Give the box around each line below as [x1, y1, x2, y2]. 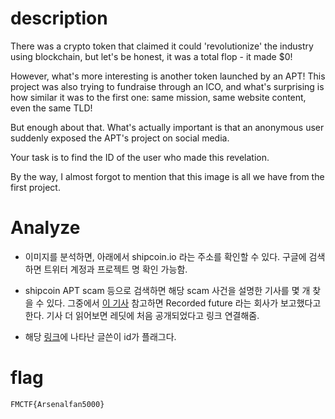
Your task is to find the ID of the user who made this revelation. [10, 151, 270, 163]
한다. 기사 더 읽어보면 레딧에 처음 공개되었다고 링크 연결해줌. [24, 309, 260, 321]
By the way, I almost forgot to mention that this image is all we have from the [10, 170, 325, 182]
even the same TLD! [10, 102, 93, 114]
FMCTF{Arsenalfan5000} [10, 399, 105, 409]
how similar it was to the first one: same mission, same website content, [10, 91, 307, 103]
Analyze [10, 217, 81, 239]
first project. [10, 181, 61, 193]
